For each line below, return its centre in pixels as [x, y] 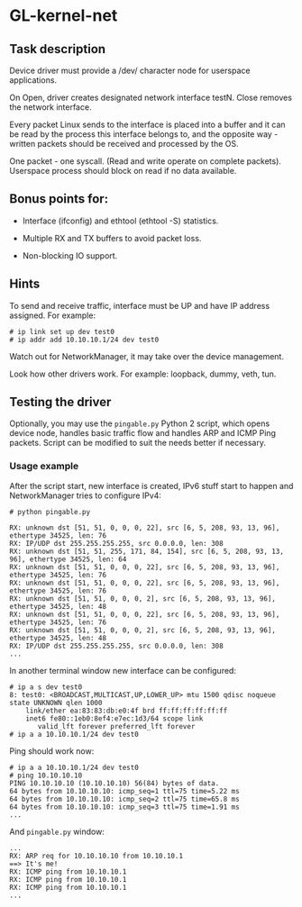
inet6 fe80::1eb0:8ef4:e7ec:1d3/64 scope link [114, 718]
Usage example [44, 467]
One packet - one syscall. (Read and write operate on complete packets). [146, 161]
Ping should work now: [52, 751]
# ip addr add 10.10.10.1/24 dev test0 [84, 340]
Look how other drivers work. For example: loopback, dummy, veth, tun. [143, 374]
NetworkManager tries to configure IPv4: [86, 495]
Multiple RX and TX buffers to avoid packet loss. [112, 238]
